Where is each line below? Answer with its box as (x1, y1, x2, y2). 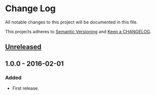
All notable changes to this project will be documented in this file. (5, 19, 138, 25)
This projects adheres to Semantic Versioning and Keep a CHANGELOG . (5, 28, 152, 34)
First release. (12, 85, 39, 91)
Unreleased (5, 43, 42, 51)
